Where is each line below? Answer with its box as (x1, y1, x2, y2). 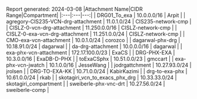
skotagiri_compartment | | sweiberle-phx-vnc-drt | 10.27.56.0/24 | (6, 80, 166, 87)
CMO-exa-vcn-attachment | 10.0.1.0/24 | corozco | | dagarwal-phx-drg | (6, 37, 181, 43)
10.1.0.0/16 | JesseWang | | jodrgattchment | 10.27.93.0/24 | (49, 62, 192, 69)
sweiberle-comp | (6, 87, 49, 93)
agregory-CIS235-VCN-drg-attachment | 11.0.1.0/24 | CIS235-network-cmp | (6, 18, 192, 25)
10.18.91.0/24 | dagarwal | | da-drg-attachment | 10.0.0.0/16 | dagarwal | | (6, 43, 182, 50)
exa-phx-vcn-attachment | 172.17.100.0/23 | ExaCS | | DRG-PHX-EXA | (6, 49, 175, 56)
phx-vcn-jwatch (6, 62, 45, 69)
